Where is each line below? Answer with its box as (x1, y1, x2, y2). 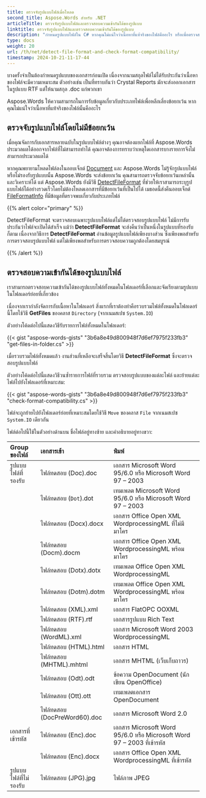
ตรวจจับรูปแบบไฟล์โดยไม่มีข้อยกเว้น (7, 123, 116, 133)
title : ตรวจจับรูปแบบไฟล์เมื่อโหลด (7, 9, 74, 15)
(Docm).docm (40, 549, 81, 557)
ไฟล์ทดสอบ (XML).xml (40, 605, 98, 614)
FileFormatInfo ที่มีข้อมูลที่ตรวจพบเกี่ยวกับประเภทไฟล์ (7, 192, 120, 200)
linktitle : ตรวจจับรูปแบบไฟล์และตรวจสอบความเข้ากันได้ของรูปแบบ (7, 26, 134, 32)
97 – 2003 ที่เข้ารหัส (113, 739, 166, 747)
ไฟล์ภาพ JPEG (113, 773, 150, 782)
